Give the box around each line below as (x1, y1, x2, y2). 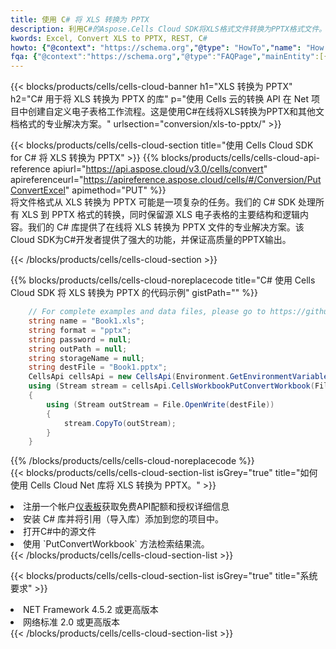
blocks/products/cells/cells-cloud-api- (161, 152, 321, 164)
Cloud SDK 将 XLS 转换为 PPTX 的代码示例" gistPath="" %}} (10, 287, 258, 299)
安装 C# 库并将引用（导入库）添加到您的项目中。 (23, 513, 224, 525)
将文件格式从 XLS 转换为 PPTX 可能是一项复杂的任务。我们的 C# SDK (10, 196, 297, 208)
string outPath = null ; (28, 344, 128, 354)
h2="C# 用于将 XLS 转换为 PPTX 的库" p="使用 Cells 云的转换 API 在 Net (10, 93, 310, 105)
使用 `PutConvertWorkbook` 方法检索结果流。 (23, 538, 210, 550)
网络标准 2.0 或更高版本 (23, 616, 120, 628)
